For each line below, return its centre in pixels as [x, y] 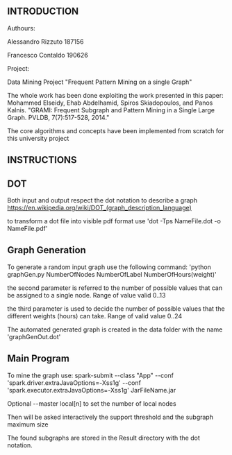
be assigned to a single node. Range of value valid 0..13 [86, 295]
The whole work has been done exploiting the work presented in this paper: [115, 95]
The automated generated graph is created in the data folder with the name [115, 329]
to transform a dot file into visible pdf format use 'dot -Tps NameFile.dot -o [114, 221]
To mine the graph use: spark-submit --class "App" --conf [90, 375]
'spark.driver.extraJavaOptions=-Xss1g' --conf [74, 383]
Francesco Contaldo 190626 [48, 55]
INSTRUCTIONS [42, 160]
